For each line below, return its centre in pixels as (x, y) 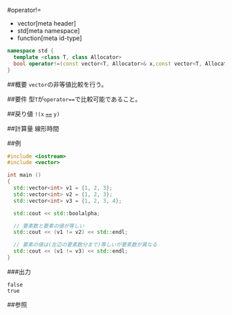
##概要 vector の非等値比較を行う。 (57, 84)
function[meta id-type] (49, 38)
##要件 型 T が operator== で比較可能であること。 (74, 99)
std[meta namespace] (48, 31)
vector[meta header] (47, 23)
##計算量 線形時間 (33, 128)
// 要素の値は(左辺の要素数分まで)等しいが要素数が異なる (85, 245)
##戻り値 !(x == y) (33, 114)
